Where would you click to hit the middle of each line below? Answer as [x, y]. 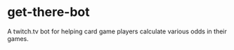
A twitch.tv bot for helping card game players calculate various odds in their [117, 31]
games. [18, 38]
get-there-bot [48, 12]
